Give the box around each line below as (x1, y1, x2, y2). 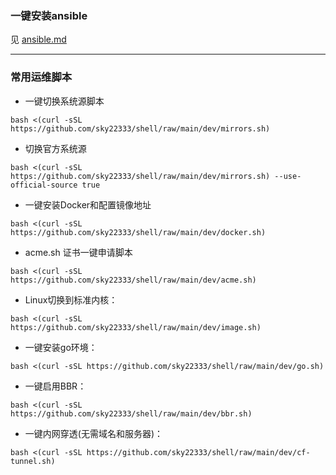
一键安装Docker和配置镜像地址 (24, 198, 152, 211)
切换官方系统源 (24, 142, 87, 154)
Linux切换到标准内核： (24, 293, 118, 306)
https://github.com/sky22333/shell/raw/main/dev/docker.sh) (10, 227, 267, 237)
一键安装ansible (10, 8, 88, 22)
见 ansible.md (10, 33, 67, 46)
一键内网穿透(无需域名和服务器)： (24, 427, 164, 439)
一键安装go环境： (24, 341, 98, 353)
